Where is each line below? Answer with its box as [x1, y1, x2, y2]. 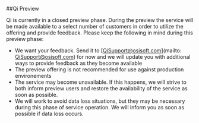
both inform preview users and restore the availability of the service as [14, 85, 188, 92]
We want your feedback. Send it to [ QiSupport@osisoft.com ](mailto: [14, 47, 182, 54]
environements [14, 72, 52, 79]
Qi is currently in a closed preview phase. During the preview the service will [6, 17, 194, 23]
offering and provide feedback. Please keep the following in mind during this [6, 29, 193, 36]
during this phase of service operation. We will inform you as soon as [14, 104, 185, 111]
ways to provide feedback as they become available [14, 59, 143, 67]
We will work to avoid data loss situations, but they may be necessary [14, 97, 185, 105]
